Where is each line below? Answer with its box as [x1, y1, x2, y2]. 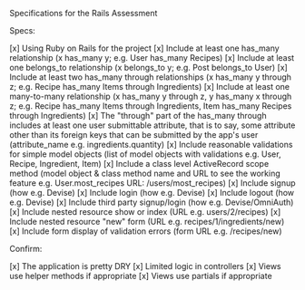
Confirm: [9, 244, 43, 254]
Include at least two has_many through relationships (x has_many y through [9, 72, 292, 82]
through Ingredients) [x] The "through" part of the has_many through [9, 111, 267, 121]
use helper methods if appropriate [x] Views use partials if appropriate [9, 271, 272, 281]
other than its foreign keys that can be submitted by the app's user [9, 130, 259, 140]
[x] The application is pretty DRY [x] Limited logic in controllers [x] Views [9, 261, 281, 271]
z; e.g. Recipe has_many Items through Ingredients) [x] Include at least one [9, 82, 290, 92]
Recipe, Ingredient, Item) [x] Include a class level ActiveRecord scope [9, 159, 270, 169]
